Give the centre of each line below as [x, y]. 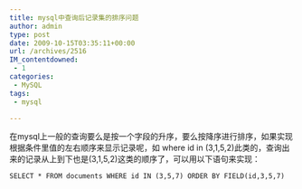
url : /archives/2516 [48, 52]
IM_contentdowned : [44, 60]
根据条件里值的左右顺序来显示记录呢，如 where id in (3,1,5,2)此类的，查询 [146, 148]
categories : [32, 77]
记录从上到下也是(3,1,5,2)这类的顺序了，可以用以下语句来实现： [142, 159]
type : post [30, 34]
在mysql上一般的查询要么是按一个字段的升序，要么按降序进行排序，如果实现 [151, 137]
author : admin [36, 26]
